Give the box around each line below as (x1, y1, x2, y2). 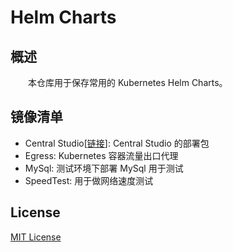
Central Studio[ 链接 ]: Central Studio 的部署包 (24, 137, 210, 149)
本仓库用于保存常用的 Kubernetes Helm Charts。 (28, 77, 228, 88)
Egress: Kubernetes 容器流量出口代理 (24, 149, 179, 161)
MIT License (10, 231, 62, 243)
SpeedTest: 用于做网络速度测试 (24, 174, 154, 186)
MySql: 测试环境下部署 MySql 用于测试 (24, 162, 184, 174)
